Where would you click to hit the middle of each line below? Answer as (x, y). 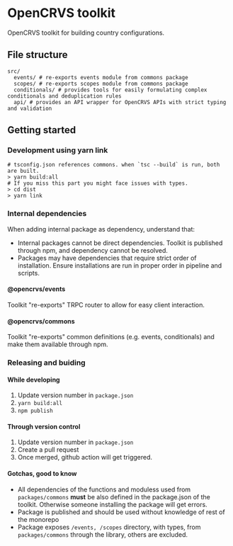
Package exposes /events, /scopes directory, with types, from (109, 527)
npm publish (35, 411)
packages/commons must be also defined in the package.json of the (114, 496)
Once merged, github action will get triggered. (85, 457)
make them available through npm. (58, 344)
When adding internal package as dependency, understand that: (101, 229)
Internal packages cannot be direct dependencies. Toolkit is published (120, 243)
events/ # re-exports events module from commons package (101, 77)
